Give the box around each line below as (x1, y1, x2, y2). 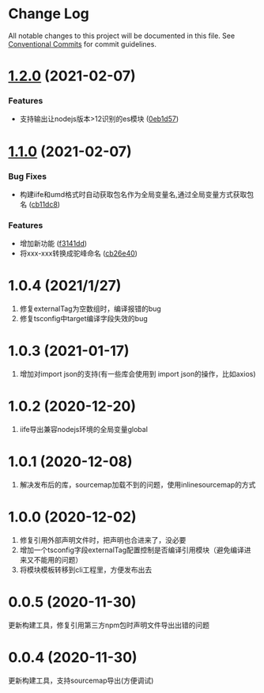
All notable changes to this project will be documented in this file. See (8, 31, 236, 40)
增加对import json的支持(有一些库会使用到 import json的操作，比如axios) (19, 369, 256, 379)
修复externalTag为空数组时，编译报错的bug (19, 304, 162, 313)
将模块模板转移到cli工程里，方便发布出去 (19, 565, 153, 574)
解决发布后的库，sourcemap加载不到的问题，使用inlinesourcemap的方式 (19, 479, 256, 489)
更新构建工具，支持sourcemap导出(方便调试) (8, 676, 154, 685)
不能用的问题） (33, 555, 83, 564)
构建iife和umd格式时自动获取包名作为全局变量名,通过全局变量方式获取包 (19, 189, 255, 199)
